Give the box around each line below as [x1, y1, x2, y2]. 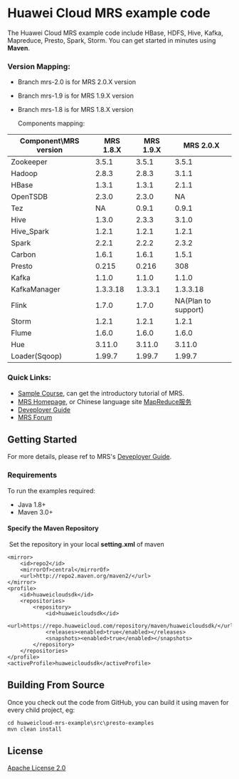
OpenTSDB [11, 192, 48, 202]
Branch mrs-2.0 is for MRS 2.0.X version [17, 78, 137, 86]
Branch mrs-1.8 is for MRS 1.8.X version [17, 105, 134, 114]
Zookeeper [11, 157, 48, 167]
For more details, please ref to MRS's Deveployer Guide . [7, 453, 172, 461]
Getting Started [7, 433, 78, 445]
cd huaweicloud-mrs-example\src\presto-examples [7, 719, 154, 726]
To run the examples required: [7, 486, 96, 495]
